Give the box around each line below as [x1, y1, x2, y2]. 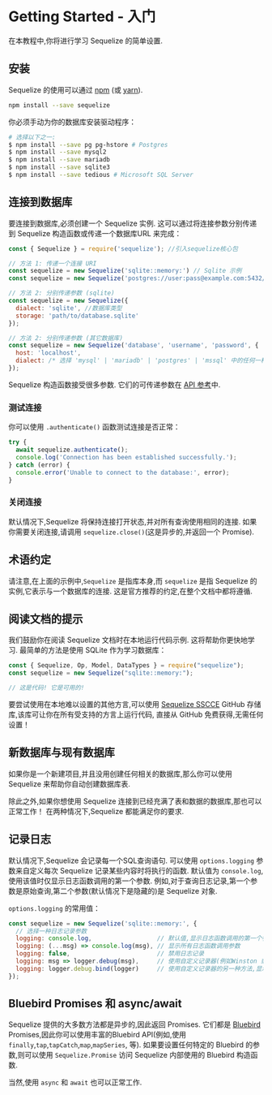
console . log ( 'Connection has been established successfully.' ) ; [15, 453, 237, 461]
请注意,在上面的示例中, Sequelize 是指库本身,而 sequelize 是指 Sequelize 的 [8, 576, 257, 585]
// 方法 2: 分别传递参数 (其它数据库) [8, 334, 124, 342]
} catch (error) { [8, 460, 70, 469]
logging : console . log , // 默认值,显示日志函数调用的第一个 [15, 934, 262, 942]
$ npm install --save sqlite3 [8, 163, 111, 171]
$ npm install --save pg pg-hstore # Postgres [8, 140, 168, 149]
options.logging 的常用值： [8, 903, 101, 913]
